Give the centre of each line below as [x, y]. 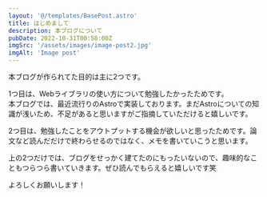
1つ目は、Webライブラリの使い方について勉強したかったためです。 [118, 94]
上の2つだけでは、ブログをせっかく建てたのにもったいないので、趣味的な [129, 158]
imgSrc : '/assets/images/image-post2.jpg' [80, 46]
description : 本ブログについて [55, 30]
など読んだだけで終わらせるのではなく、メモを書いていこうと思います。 [133, 141]
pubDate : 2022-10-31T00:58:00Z [60, 38]
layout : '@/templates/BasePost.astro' [73, 16]
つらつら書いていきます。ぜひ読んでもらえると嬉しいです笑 [120, 168]
